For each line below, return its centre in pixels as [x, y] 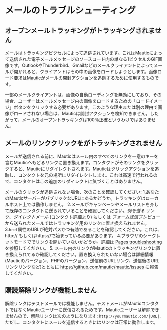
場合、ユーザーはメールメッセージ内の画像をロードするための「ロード [77, 101]
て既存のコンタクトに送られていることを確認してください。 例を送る [75, 210]
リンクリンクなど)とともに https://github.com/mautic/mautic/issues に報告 [82, 267]
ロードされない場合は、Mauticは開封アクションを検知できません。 [82, 113]
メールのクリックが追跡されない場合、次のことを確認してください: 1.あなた [82, 192]
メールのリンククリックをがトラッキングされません [83, 143]
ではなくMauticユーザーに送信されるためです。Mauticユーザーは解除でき [84, 310]
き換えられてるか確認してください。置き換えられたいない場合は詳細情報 [79, 254]
